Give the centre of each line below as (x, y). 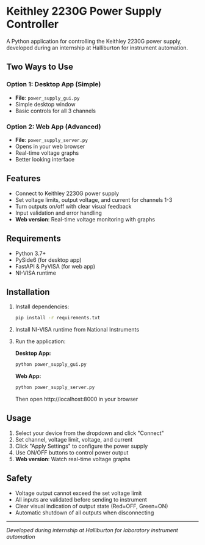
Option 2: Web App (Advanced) (54, 127)
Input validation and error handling (59, 213)
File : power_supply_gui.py (47, 98)
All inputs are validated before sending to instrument (81, 499)
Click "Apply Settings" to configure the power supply (81, 446)
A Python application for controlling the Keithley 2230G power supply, (94, 41)
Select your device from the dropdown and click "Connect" (90, 433)
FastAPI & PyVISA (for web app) (55, 266)
